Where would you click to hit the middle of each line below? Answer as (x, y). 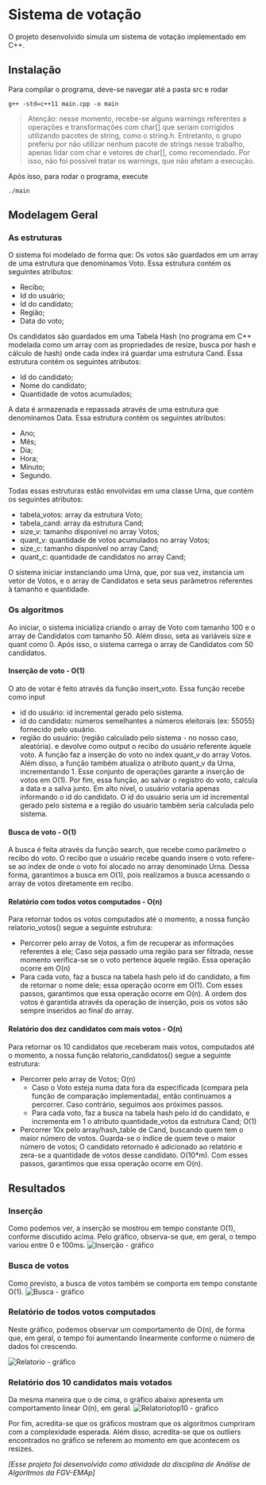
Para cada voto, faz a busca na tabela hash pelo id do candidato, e (141, 1113)
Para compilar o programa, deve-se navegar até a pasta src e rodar (118, 89)
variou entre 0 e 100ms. (47, 1245)
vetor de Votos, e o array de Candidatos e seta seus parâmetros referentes (131, 581)
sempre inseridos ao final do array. (77, 1010)
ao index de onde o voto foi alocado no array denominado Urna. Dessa (134, 867)
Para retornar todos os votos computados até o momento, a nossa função (129, 919)
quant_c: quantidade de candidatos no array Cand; (103, 557)
